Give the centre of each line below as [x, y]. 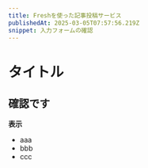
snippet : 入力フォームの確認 [51, 30]
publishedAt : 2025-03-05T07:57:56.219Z [74, 23]
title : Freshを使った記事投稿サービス [65, 15]
